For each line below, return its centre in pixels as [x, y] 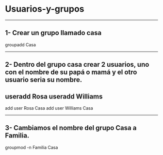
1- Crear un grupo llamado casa [53, 33]
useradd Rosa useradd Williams [54, 96]
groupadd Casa [21, 44]
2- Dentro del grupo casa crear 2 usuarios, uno [77, 65]
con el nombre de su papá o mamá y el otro [71, 72]
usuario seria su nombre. [44, 80]
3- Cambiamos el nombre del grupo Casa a [71, 128]
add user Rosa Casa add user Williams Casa [49, 108]
